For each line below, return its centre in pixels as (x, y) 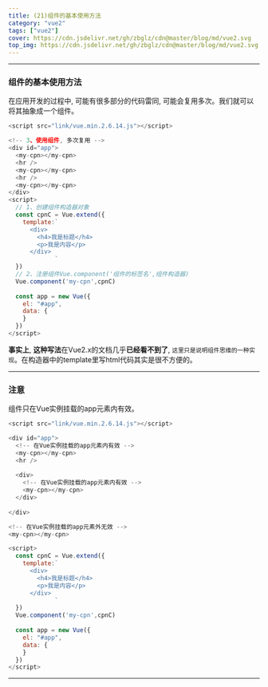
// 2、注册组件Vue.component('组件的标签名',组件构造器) (102, 274)
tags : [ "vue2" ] (33, 30)
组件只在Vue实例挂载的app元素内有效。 (74, 409)
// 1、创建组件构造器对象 (52, 207)
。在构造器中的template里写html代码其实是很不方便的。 (105, 359)
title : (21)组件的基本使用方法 (55, 16)
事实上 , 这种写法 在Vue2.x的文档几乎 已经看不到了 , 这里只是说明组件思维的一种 (129, 349)
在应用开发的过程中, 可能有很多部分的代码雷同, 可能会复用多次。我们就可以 (131, 101)
